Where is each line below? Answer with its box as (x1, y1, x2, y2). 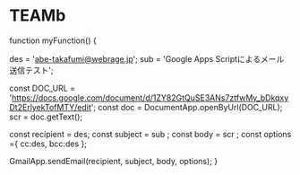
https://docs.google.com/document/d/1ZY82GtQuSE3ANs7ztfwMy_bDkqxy (12, 92, 289, 103)
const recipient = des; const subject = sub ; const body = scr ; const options (9, 128, 292, 139)
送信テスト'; (9, 65, 54, 75)
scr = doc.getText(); (9, 111, 83, 122)
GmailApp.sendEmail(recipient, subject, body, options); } (9, 155, 218, 166)
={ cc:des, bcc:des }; (9, 138, 88, 149)
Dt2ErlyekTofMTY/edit (9, 101, 91, 112)
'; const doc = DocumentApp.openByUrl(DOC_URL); (90, 101, 283, 112)
